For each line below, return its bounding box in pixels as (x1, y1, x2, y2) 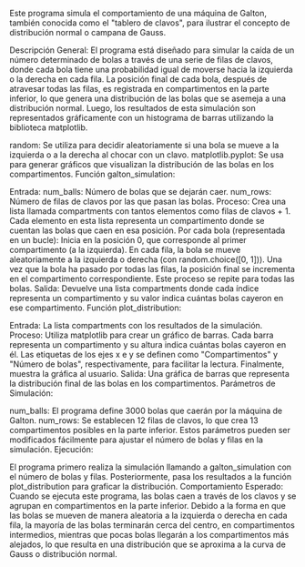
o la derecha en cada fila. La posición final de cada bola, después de (9, 74, 267, 85)
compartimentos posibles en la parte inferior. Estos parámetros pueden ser (9, 425, 291, 435)
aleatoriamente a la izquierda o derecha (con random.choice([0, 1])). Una (9, 254, 282, 265)
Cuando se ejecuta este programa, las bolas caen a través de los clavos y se (9, 491, 297, 501)
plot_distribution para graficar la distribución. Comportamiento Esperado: (9, 481, 284, 491)
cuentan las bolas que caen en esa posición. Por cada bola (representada (9, 225, 286, 236)
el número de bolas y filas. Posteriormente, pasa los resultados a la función (9, 471, 292, 481)
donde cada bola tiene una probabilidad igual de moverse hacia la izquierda (9, 64, 293, 75)
